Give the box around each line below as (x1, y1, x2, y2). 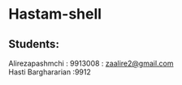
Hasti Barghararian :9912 (8, 67, 91, 77)
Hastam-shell (8, 5, 102, 23)
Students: (8, 37, 59, 51)
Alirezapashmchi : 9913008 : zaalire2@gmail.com (8, 58, 174, 68)
